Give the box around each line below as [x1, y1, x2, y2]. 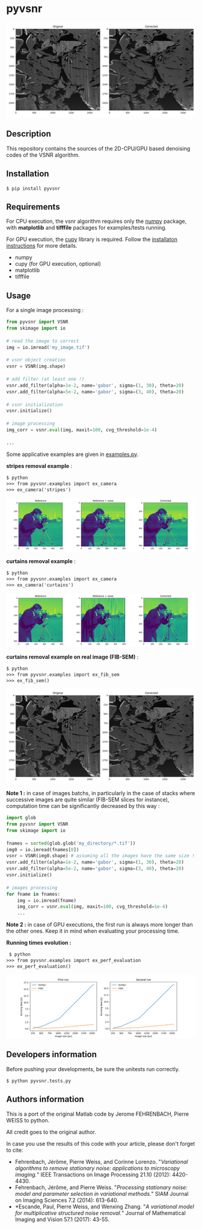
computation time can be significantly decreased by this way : [6, 802, 161, 810]
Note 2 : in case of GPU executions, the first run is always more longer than [6, 921, 194, 928]
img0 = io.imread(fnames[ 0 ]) [6, 846, 79, 852]
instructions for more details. [6, 242, 78, 249]
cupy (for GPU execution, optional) [14, 260, 101, 267]
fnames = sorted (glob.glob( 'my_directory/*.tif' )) [6, 840, 136, 846]
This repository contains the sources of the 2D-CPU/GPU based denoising [6, 145, 191, 152]
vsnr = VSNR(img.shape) [6, 363, 66, 369]
